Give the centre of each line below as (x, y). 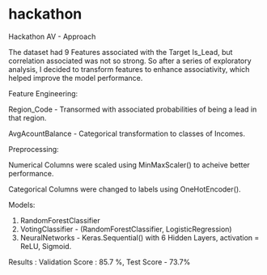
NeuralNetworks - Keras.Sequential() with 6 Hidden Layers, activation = (140, 237)
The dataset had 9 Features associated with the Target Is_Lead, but (121, 52)
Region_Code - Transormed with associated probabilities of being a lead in (133, 109)
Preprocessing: (34, 149)
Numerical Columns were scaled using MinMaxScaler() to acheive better (129, 165)
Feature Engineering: (43, 93)
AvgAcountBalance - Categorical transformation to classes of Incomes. (127, 133)
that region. (28, 117)
